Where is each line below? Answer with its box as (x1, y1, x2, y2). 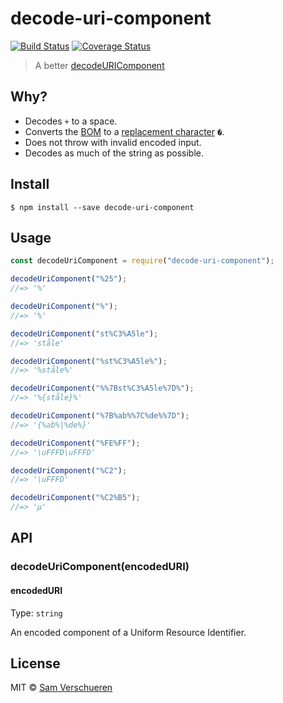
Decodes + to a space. (24, 115, 118, 127)
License (10, 655, 61, 672)
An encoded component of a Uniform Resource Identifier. (10, 626, 247, 638)
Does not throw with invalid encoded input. (24, 136, 202, 148)
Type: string (10, 607, 63, 619)
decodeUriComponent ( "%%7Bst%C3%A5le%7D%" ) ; (10, 383, 195, 394)
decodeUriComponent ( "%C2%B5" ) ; (10, 493, 141, 503)
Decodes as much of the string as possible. (24, 147, 204, 159)
